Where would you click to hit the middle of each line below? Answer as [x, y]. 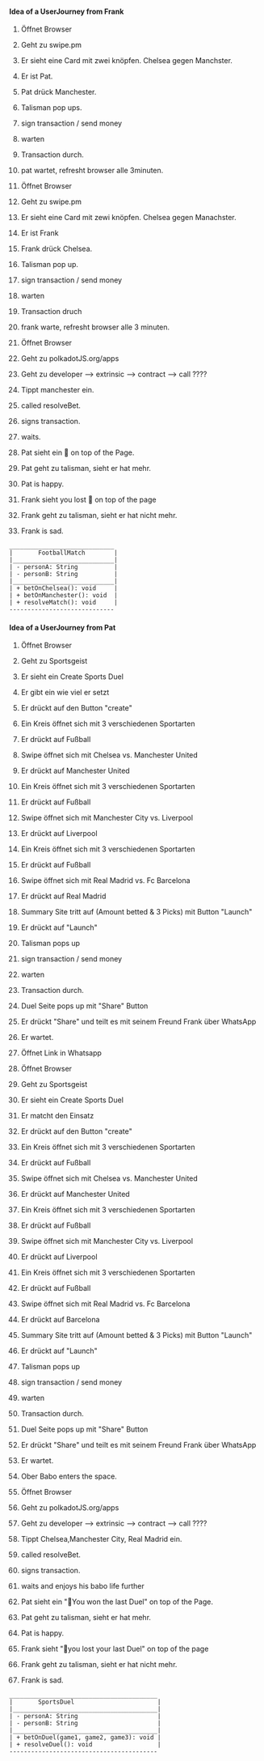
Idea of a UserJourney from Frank [67, 11]
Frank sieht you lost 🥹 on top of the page [88, 500]
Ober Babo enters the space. [69, 1476]
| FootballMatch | [63, 553]
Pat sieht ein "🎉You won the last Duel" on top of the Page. [117, 1602]
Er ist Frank [40, 233]
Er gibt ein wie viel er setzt [65, 693]
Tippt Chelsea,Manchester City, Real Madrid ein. [101, 1539]
